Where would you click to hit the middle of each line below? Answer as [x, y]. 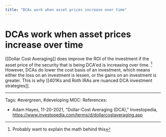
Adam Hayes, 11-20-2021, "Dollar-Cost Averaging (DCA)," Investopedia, [85, 110]
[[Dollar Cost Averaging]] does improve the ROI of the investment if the [77, 59]
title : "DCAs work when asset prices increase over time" [66, 10]
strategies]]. [18, 86]
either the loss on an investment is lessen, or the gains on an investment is [81, 75]
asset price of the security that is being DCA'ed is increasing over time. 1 [79, 64]
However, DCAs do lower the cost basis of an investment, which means [78, 70]
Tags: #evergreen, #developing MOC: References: [56, 100]
